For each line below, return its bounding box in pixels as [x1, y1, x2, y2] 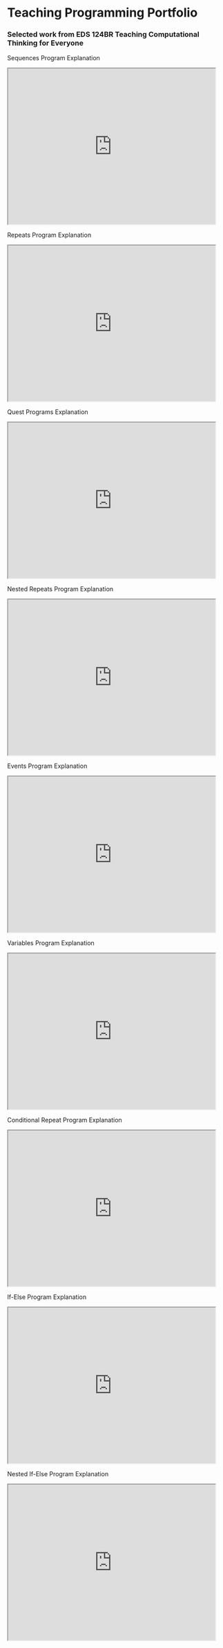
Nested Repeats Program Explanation [7, 585, 114, 593]
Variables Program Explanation [7, 939, 95, 947]
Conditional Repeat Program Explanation [7, 1116, 122, 1125]
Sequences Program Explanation [7, 54, 100, 62]
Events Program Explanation [7, 762, 88, 770]
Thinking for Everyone [7, 38, 84, 48]
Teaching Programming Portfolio [7, 5, 198, 21]
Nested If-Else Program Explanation [7, 1470, 109, 1478]
